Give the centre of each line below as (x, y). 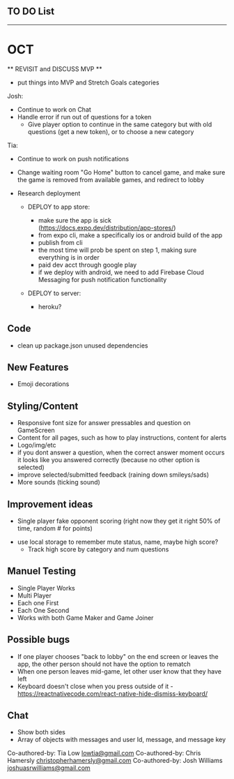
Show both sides (41, 732)
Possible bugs (39, 640)
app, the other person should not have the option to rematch (104, 664)
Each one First (38, 602)
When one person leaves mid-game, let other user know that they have (119, 671)
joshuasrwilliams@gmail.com (49, 768)
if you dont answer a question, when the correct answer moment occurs (121, 452)
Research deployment (49, 193)
